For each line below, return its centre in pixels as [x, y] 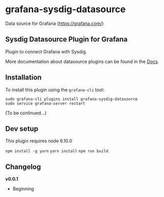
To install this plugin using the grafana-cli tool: [55, 89]
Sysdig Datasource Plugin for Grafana [66, 39]
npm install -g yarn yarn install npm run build [57, 151]
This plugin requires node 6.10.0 [39, 141]
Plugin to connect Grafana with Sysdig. [46, 51]
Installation [23, 77]
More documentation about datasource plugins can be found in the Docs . [82, 61]
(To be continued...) [26, 113]
